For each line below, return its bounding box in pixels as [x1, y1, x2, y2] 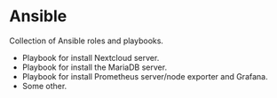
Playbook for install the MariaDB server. [21, 62, 167, 72]
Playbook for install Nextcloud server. [21, 52, 160, 63]
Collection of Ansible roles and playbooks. [9, 35, 164, 46]
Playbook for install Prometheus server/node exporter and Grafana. [21, 71, 268, 81]
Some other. [21, 80, 67, 91]
